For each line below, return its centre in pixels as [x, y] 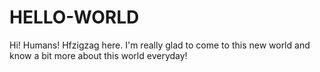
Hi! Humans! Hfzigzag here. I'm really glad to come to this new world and [160, 45]
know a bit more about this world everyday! [98, 55]
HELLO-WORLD [74, 17]
